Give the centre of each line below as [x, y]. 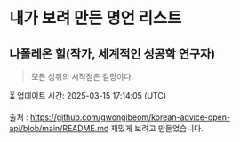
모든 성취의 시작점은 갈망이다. [82, 77]
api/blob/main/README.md [59, 128]
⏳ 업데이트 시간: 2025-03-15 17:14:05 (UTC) [88, 95]
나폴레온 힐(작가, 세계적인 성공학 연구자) [112, 54]
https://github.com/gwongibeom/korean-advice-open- [130, 117]
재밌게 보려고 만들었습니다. [157, 128]
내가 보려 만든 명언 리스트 [96, 18]
